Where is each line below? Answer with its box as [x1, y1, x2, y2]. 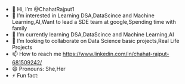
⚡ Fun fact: [11, 72, 39, 79]
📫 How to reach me [11, 51, 61, 57]
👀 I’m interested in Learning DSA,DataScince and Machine [11, 12, 155, 19]
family [11, 24, 27, 32]
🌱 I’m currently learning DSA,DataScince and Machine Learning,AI [11, 31, 174, 38]
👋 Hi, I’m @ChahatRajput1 [11, 6, 75, 13]
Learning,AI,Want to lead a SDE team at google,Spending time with [11, 18, 176, 25]
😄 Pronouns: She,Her [11, 66, 66, 72]
